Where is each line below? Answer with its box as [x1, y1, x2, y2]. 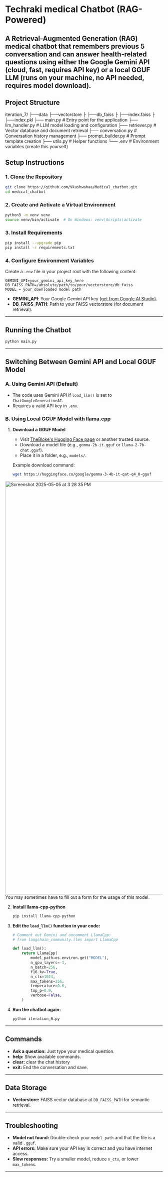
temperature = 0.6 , [30, 983, 66, 989]
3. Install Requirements [5, 229, 62, 236]
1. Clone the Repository [5, 173, 62, 180]
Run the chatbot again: [12, 1006, 61, 1012]
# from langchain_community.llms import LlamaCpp [12, 937, 118, 942]
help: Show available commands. [12, 1053, 81, 1060]
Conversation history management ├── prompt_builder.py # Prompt [5, 133, 146, 139]
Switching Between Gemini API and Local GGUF [5, 358, 156, 366]
